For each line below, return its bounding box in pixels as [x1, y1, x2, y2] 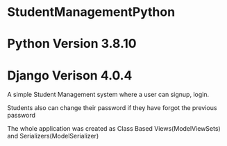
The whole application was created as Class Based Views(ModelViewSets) [7, 125, 221, 133]
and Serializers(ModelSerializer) [7, 132, 99, 140]
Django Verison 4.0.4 [7, 67, 133, 83]
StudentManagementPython [7, 4, 176, 20]
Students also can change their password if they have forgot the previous [7, 104, 217, 112]
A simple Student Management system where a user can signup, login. [7, 91, 210, 99]
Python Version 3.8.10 [7, 36, 137, 52]
